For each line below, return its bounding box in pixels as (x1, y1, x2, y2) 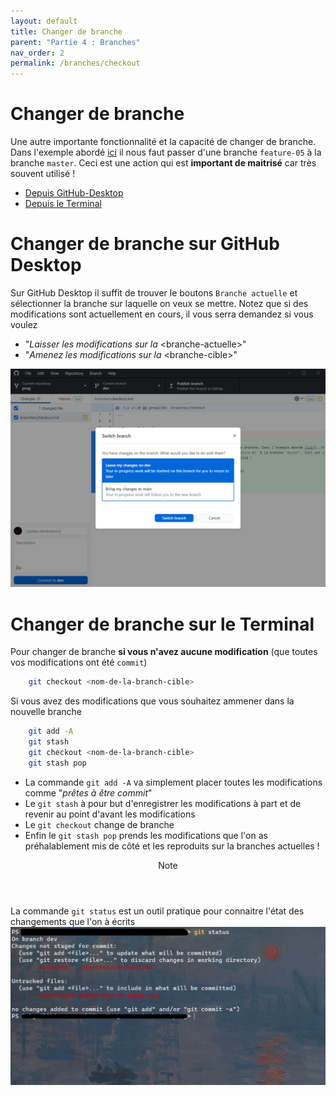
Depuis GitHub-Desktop (24, 187, 124, 199)
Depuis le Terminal (24, 198, 102, 210)
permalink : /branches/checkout (10, 58, 141, 69)
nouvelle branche (10, 706, 82, 718)
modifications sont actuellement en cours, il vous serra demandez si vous (10, 308, 314, 320)
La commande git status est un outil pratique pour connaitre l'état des (10, 905, 305, 917)
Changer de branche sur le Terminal (10, 613, 315, 635)
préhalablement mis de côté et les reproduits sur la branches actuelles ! (24, 840, 320, 852)
